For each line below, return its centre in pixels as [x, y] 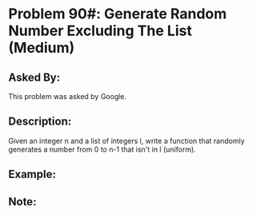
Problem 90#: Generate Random [118, 14]
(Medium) [42, 48]
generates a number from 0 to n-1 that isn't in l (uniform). [102, 149]
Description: [40, 122]
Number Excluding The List [100, 31]
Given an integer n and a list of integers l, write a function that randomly [127, 141]
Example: [32, 174]
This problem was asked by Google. [67, 96]
